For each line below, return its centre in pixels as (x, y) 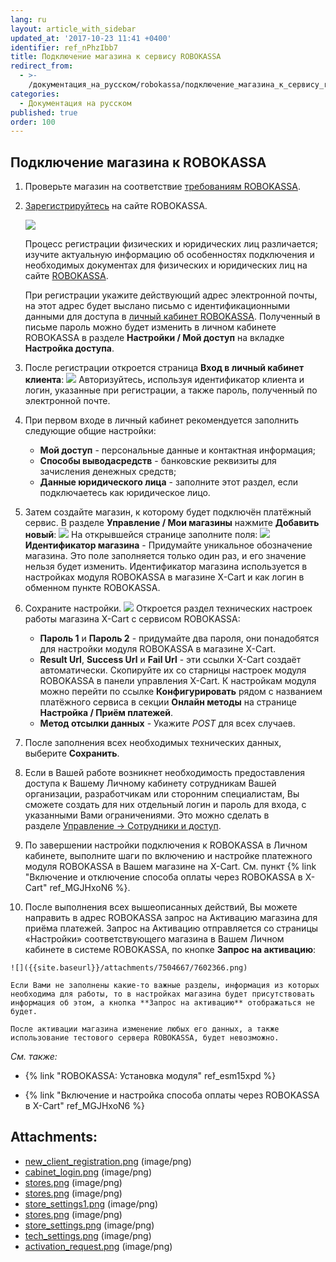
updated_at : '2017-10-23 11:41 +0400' (91, 38)
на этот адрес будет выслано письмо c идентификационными (157, 306)
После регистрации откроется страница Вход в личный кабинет (164, 368)
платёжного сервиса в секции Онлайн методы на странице (168, 702)
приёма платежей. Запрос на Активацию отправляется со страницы (171, 928)
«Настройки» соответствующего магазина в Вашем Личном (154, 939)
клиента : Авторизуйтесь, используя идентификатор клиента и (164, 380)
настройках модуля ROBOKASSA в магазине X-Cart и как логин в (164, 577)
